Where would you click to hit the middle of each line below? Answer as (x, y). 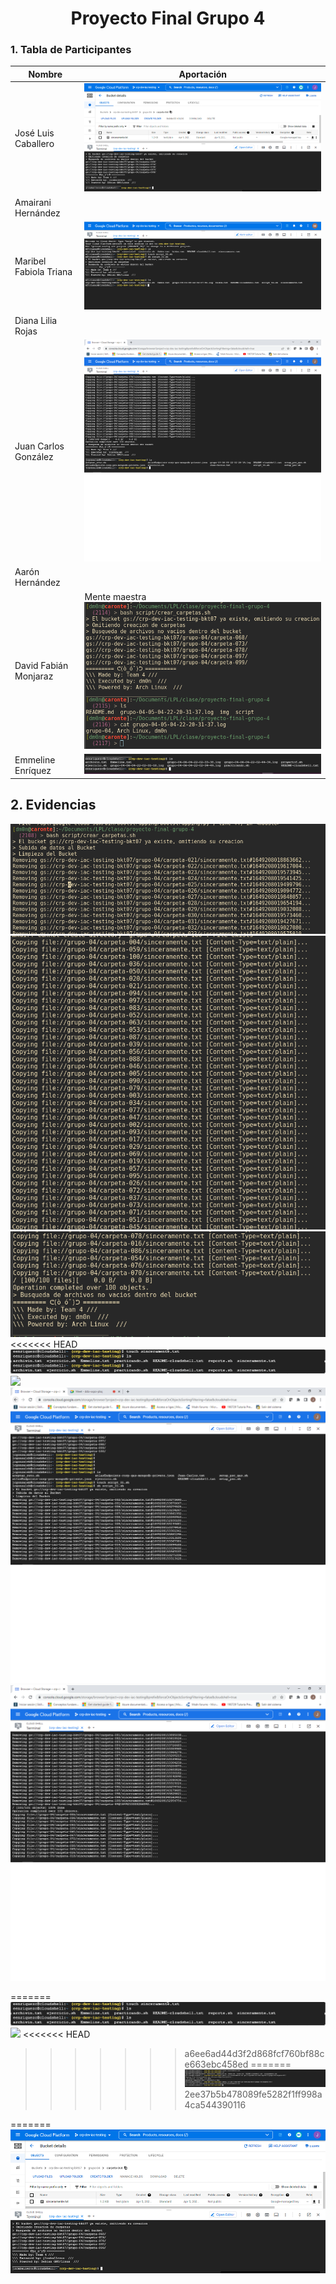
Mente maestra (115, 596)
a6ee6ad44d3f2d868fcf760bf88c (254, 2054)
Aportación (202, 74)
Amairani (33, 202)
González (34, 457)
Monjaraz (34, 676)
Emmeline (35, 759)
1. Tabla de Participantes (71, 50)
